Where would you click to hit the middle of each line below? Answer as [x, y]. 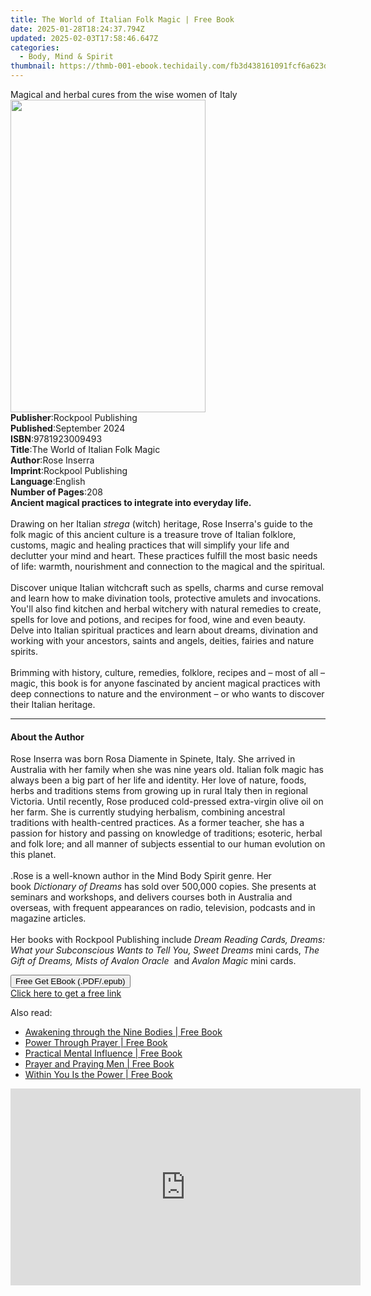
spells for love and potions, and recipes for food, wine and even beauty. [158, 619]
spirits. [24, 651]
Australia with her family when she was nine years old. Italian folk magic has [167, 770]
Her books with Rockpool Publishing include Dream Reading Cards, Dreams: [168, 940]
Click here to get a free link [66, 993]
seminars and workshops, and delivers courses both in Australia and [151, 897]
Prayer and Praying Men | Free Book [99, 1064]
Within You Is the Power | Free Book [98, 1075]
